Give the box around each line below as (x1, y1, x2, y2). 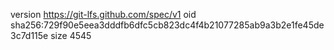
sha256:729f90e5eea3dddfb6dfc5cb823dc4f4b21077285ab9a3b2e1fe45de (10, 19, 325, 31)
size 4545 (50, 30, 92, 41)
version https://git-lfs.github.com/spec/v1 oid (10, 9, 197, 20)
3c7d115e (10, 30, 49, 41)
